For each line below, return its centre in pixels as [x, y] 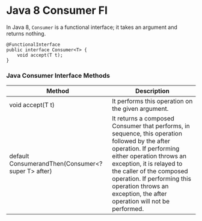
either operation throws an [149, 156]
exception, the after [139, 194]
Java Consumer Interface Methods [58, 75]
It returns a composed [143, 119]
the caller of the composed [150, 171]
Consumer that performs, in [151, 126]
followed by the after [141, 141]
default [19, 156]
